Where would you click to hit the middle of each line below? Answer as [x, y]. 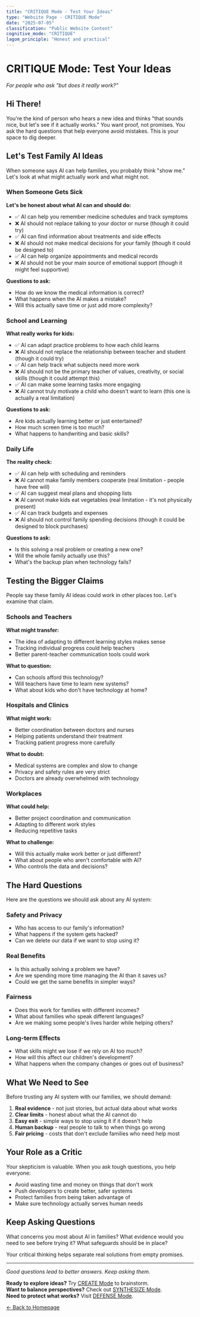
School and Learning [37, 320]
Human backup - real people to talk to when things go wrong [90, 1127]
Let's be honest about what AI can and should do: [69, 205]
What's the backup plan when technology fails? [73, 562]
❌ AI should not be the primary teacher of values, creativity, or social [99, 372]
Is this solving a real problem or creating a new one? [79, 550]
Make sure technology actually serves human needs [79, 1203]
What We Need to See [48, 1082]
